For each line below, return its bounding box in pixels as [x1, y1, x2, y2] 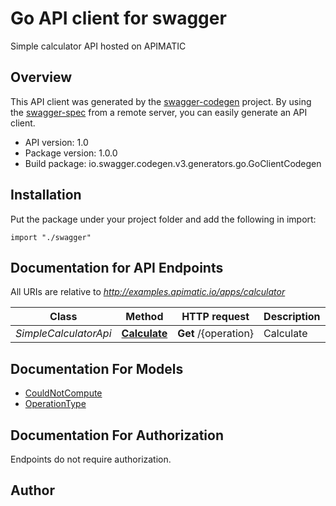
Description [263, 310, 321, 324]
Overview [10, 69, 73, 86]
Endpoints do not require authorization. [10, 453, 172, 465]
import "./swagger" [10, 232, 92, 242]
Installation [10, 187, 82, 204]
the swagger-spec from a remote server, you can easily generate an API [10, 106, 308, 118]
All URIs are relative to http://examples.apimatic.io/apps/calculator [10, 286, 286, 298]
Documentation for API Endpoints [10, 259, 224, 276]
